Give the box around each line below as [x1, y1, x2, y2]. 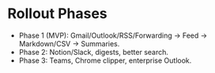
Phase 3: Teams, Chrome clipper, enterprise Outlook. [18, 56, 192, 65]
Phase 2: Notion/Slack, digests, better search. [18, 47, 169, 57]
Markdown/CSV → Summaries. [18, 38, 120, 48]
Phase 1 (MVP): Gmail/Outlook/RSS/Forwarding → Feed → [18, 31, 208, 40]
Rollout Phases [7, 5, 107, 23]
